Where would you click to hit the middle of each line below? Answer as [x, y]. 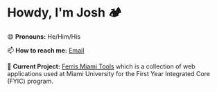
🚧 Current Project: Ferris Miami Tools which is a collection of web [101, 66]
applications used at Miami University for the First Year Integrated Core [108, 73]
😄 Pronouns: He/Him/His [44, 36]
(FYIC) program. [30, 81]
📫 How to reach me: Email [46, 50]
